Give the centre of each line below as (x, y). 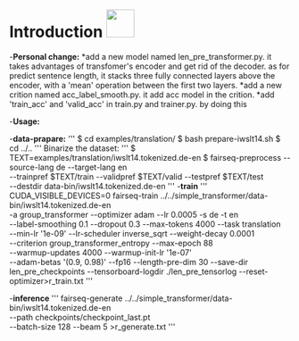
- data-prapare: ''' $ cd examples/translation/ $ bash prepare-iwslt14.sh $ (145, 138)
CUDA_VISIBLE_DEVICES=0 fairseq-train (84, 195)
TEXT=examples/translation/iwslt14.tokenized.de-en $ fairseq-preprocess (145, 157)
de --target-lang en (91, 167)
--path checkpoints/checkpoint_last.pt (80, 317)
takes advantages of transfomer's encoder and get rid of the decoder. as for (149, 66)
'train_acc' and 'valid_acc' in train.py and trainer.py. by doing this (128, 104)
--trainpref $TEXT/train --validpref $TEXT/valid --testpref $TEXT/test (137, 176)
